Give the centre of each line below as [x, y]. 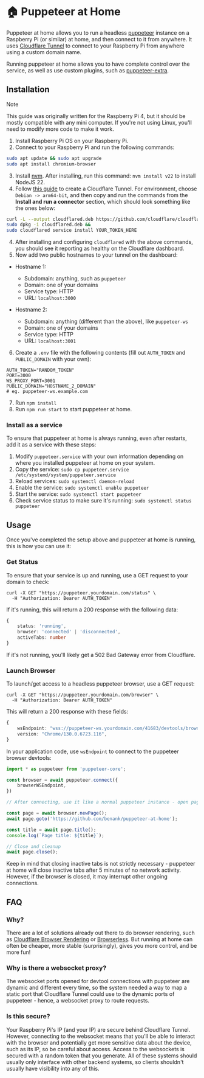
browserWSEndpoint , [42, 785]
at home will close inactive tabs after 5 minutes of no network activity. [93, 870]
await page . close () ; [32, 852]
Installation [28, 90]
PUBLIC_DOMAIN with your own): [53, 359]
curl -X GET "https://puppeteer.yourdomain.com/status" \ [81, 593]
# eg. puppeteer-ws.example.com [47, 392]
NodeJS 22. [30, 182]
